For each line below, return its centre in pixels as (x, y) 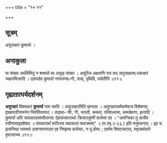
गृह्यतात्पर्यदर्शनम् (24, 95)
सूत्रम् (11, 33)
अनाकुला (15, 61)
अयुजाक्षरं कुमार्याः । (20, 45)
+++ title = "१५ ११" (24, 7)
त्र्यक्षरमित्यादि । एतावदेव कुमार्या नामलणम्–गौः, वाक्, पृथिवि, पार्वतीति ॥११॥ (63, 78)
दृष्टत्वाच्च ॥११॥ (19, 135)
